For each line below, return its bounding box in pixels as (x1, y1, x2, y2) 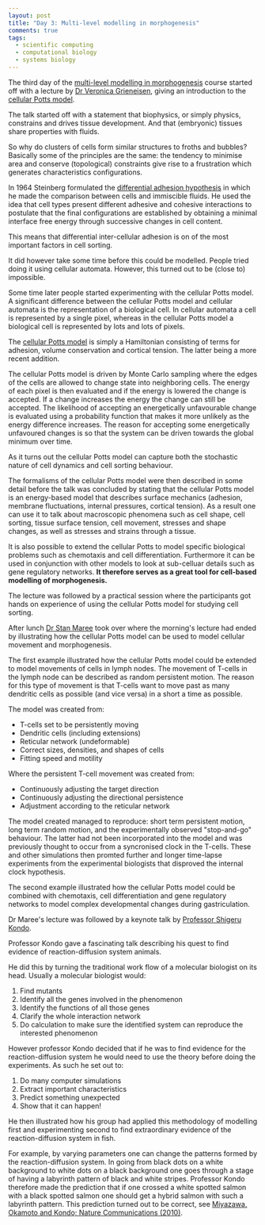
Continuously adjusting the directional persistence (19, 793, 184, 802)
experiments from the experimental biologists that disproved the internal (8, 858, 244, 868)
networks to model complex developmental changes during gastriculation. (8, 899, 251, 908)
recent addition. (8, 354, 60, 363)
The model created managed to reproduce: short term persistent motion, (8, 816, 245, 826)
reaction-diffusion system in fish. (8, 1133, 116, 1142)
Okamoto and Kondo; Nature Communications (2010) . (8, 1208, 184, 1217)
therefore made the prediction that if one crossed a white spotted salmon (8, 1182, 247, 1192)
